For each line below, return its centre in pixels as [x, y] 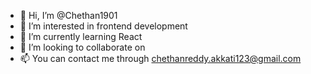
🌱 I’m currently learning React [81, 36]
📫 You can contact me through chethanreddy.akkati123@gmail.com [160, 58]
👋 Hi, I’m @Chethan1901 [68, 15]
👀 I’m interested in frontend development [103, 26]
